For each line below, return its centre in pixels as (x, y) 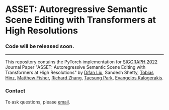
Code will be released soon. (40, 46)
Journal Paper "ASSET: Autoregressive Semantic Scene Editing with (75, 67)
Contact (15, 91)
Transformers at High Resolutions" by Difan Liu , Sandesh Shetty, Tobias (79, 73)
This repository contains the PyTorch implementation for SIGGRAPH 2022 (81, 62)
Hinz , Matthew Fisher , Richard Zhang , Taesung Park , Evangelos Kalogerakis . (84, 78)
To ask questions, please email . (38, 102)
